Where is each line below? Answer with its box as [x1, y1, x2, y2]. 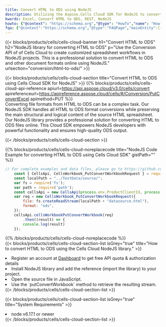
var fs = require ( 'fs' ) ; [14, 180, 65, 185]
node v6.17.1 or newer [11, 311, 54, 317]
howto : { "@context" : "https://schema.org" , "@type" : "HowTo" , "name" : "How [5, 21, 161, 26]
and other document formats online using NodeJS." [5, 60, 110, 66]
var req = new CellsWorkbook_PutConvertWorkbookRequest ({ [14, 194, 136, 199]
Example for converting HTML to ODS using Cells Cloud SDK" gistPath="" [5, 152, 156, 158]
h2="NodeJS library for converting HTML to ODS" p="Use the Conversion [5, 44, 156, 50]
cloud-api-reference [5, 85, 47, 91]
